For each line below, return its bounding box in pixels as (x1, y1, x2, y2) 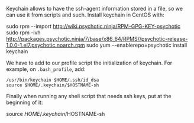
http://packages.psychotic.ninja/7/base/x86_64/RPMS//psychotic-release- (6, 35, 188, 42)
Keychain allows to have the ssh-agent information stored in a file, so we (6, 5, 183, 12)
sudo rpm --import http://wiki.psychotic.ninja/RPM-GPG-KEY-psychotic (6, 23, 181, 30)
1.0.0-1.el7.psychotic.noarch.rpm (6, 41, 85, 48)
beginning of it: (6, 99, 43, 106)
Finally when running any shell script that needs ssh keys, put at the (6, 93, 172, 99)
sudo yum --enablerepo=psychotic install (86, 41, 187, 48)
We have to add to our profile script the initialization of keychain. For (6, 59, 173, 66)
